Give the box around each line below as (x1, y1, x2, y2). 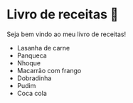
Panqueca (16, 51, 47, 60)
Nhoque (16, 58, 41, 67)
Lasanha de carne (16, 43, 70, 52)
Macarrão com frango (16, 66, 82, 75)
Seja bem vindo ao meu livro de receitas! (6, 30, 126, 38)
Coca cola (16, 89, 47, 97)
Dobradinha (16, 74, 52, 82)
